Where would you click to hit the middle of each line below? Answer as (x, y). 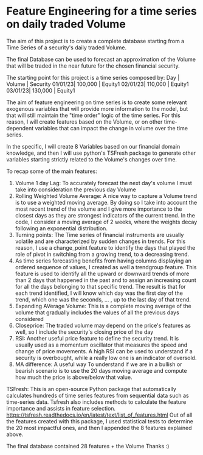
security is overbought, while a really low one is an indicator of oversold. (106, 358)
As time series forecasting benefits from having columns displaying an (103, 261)
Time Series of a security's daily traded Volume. (66, 48)
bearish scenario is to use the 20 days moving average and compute (101, 370)
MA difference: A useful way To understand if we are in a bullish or (98, 364)
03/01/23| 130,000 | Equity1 (41, 90)
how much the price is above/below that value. (74, 377)
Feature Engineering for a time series (102, 11)
